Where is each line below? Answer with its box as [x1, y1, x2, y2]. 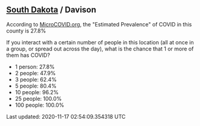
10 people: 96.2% [14, 88, 59, 95]
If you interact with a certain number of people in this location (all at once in [6, 38, 194, 46]
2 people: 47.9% [14, 69, 56, 77]
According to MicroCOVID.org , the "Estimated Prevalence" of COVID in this [6, 20, 192, 28]
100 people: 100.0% [14, 101, 64, 109]
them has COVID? [6, 51, 50, 59]
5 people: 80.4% [14, 82, 57, 89]
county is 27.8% [6, 27, 46, 34]
